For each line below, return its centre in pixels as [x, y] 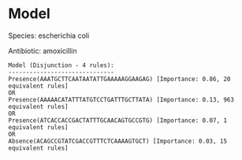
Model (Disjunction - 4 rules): [61, 65]
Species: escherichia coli [49, 35]
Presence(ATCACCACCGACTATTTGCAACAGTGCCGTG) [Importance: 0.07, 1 [117, 120]
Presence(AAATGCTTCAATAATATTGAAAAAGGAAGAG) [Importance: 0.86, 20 [119, 79]
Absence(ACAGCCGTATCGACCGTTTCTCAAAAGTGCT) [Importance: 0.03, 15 [117, 141]
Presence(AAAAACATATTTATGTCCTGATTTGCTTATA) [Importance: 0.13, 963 [121, 99]
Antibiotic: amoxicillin [43, 50]
